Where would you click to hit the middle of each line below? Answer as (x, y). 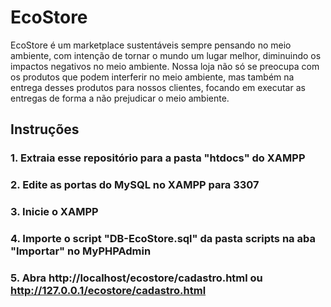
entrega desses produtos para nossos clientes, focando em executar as (158, 87)
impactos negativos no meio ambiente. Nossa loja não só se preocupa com (165, 66)
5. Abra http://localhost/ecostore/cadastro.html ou (136, 278)
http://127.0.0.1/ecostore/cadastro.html (108, 290)
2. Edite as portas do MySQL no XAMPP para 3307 (135, 185)
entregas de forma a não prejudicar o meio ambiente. (120, 98)
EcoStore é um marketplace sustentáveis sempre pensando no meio (151, 45)
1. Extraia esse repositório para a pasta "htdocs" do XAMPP (158, 158)
